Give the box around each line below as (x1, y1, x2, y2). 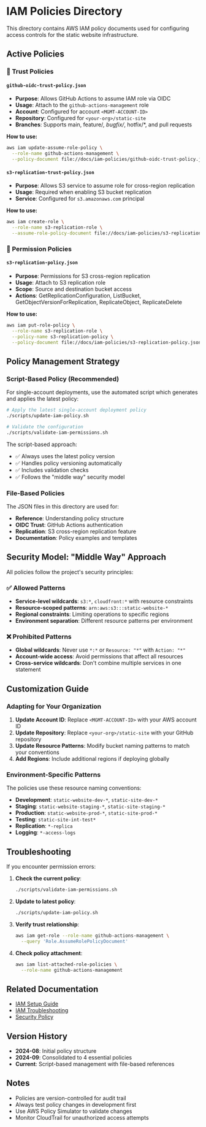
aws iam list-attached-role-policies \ (15, 961, 118, 967)
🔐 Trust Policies (6, 67, 54, 76)
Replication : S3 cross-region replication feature (15, 528, 137, 535)
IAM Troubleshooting (15, 1007, 69, 1014)
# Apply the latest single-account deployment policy (6, 407, 147, 413)
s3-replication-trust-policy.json (6, 169, 95, 175)
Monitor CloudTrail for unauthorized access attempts (15, 1114, 149, 1121)
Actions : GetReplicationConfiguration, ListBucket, (15, 292, 142, 299)
